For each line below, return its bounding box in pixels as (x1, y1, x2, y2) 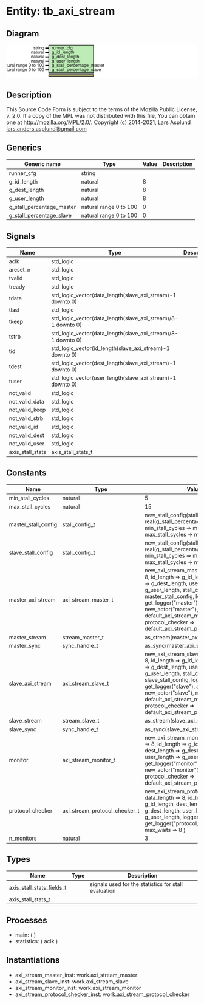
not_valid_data (8, 397, 44, 405)
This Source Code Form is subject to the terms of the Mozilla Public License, (6, 105, 198, 113)
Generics (6, 143, 42, 153)
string (81, 169, 96, 177)
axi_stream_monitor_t (62, 757, 115, 764)
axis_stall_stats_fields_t (8, 884, 67, 891)
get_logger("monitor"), (144, 760, 202, 767)
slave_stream (8, 717, 42, 724)
